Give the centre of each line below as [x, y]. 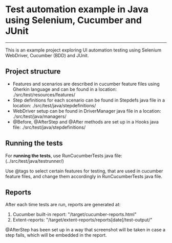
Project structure [33, 72]
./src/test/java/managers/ [39, 116]
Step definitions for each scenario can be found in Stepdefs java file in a [89, 100]
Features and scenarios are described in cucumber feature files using [86, 84]
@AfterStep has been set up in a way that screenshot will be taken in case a [85, 230]
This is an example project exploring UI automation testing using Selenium [83, 50]
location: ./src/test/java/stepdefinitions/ [54, 105]
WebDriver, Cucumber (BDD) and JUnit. [47, 55]
